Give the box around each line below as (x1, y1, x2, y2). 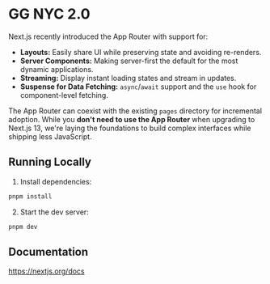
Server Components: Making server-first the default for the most (19, 56, 238, 66)
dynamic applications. (19, 64, 94, 74)
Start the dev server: (19, 207, 89, 217)
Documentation (8, 244, 89, 259)
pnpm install (8, 192, 53, 201)
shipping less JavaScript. (8, 131, 92, 142)
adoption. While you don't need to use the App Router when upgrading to (8, 114, 255, 124)
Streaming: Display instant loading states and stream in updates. (19, 73, 237, 83)
